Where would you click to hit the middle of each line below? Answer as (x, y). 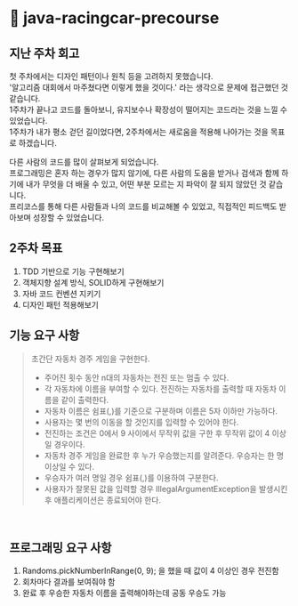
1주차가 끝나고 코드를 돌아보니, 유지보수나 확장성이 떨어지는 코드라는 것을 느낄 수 (148, 109)
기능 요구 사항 (44, 336)
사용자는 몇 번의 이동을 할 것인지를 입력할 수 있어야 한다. (141, 422)
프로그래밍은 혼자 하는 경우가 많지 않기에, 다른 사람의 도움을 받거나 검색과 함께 (145, 173)
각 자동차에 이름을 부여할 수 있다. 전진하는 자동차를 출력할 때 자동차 (161, 388)
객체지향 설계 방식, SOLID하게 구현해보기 (93, 282)
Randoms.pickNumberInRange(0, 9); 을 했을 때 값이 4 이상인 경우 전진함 (150, 571)
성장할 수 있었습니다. (68, 218)
